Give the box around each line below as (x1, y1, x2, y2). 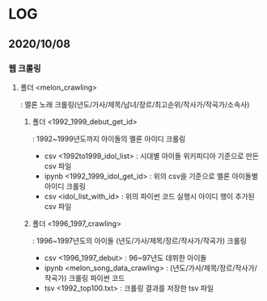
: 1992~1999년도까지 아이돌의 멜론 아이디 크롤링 (32, 134, 186, 144)
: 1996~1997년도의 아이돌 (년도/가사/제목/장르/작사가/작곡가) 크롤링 (32, 236, 247, 245)
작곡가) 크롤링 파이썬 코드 (44, 273, 125, 282)
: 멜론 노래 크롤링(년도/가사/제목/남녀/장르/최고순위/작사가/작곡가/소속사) (19, 99, 250, 109)
